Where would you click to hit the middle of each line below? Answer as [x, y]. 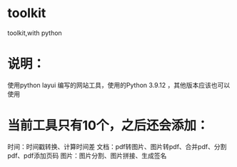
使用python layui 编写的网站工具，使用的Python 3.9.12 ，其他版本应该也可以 [119, 85]
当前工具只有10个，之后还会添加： [108, 126]
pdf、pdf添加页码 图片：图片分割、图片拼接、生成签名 [87, 156]
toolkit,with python [35, 33]
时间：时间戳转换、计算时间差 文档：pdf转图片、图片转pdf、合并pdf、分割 [117, 146]
